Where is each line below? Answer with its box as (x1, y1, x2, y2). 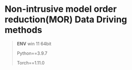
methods (4, 25, 43, 35)
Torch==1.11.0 (16, 60, 45, 66)
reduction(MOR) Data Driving (4, 14, 128, 25)
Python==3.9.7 (16, 50, 48, 56)
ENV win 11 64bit (16, 40, 52, 46)
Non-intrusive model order (4, 3, 117, 15)
